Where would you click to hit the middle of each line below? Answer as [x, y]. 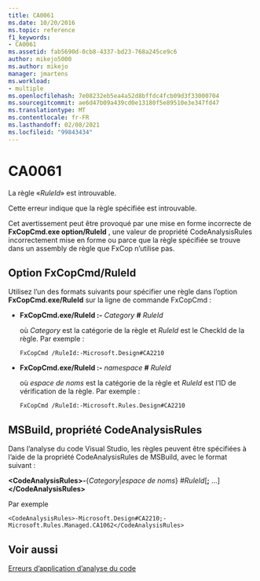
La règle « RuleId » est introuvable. [62, 192]
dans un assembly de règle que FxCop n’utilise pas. [92, 248]
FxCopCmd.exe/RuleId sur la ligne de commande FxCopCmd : [110, 300]
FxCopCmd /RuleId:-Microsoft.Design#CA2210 [92, 353]
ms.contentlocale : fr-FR [49, 118]
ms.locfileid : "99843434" [50, 132]
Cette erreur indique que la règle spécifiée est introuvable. [103, 208]
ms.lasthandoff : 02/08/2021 [54, 125]
